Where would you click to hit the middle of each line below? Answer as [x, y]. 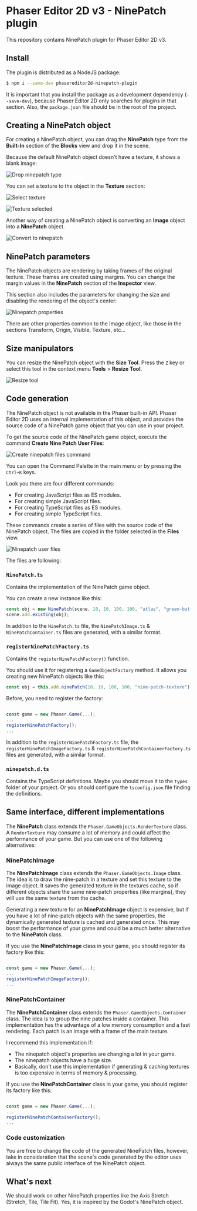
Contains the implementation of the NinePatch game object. [78, 587]
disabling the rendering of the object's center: [62, 301]
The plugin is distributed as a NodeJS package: [63, 72]
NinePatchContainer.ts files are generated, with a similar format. [84, 632]
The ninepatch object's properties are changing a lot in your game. [95, 1054]
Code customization [35, 1138]
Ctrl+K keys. [21, 472]
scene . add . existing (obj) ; [38, 615]
